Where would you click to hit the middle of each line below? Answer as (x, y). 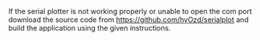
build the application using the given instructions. (89, 28)
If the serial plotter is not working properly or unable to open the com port (130, 11)
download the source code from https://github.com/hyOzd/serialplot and (128, 20)
